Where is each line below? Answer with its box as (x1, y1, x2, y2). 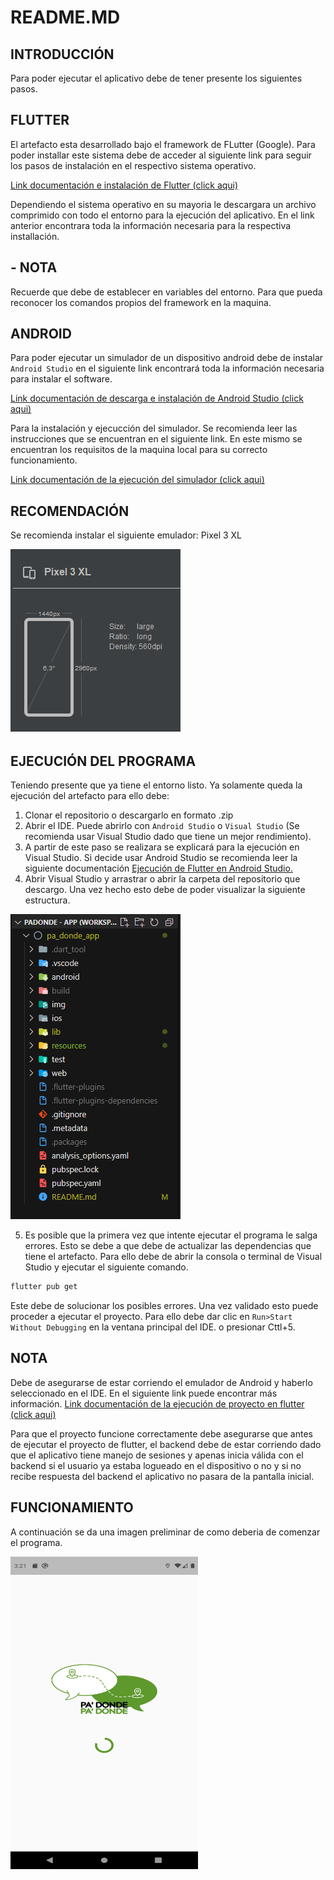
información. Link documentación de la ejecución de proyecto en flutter (10, 1397, 305, 1410)
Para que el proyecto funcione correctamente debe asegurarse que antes (10, 1427, 313, 1440)
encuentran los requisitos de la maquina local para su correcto (10, 444, 268, 456)
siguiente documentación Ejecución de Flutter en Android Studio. (24, 862, 293, 875)
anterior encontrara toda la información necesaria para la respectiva (10, 219, 292, 231)
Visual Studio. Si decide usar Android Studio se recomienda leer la (24, 852, 298, 864)
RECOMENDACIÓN (10, 502, 130, 520)
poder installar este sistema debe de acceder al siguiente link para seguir (10, 149, 312, 161)
